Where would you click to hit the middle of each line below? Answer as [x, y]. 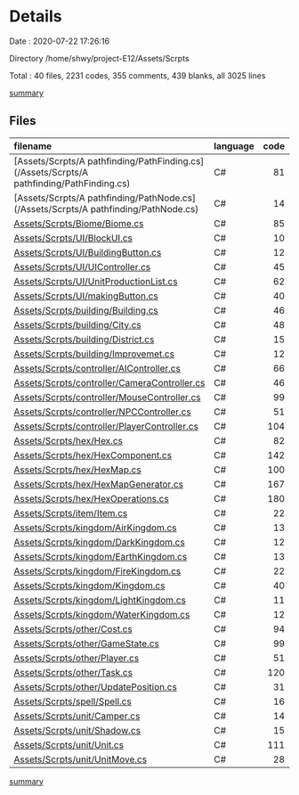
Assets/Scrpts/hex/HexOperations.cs [91, 498]
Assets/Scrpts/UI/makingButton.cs [86, 296]
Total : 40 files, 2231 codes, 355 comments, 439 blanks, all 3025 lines [137, 75]
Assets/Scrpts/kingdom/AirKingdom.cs [95, 528]
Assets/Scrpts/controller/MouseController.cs [107, 397]
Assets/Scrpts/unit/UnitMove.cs [81, 759]
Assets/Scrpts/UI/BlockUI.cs [73, 238]
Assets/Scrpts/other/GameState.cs [87, 643]
